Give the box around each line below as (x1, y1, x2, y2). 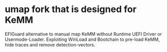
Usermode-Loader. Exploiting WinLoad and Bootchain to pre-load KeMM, (5, 36, 160, 42)
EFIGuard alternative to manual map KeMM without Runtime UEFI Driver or (5, 31, 162, 37)
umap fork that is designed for (5, 4, 137, 15)
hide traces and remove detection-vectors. (5, 41, 96, 47)
